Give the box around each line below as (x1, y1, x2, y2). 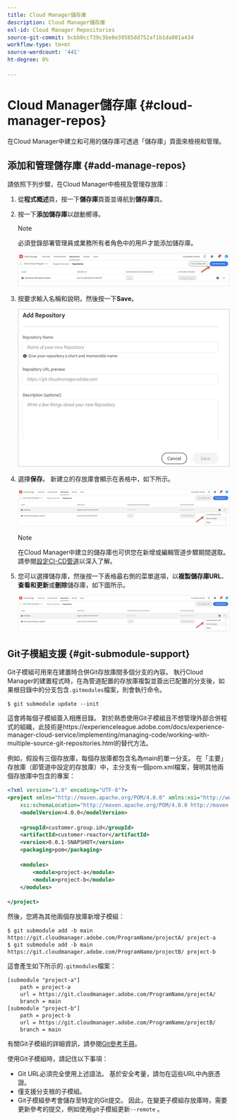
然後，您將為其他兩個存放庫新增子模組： (7, 912, 125, 921)
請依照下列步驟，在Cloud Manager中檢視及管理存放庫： (7, 180, 170, 188)
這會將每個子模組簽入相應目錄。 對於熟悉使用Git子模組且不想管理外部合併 (7, 714, 221, 723)
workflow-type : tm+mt (7, 41, 71, 49)
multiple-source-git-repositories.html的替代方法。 (7, 739, 152, 747)
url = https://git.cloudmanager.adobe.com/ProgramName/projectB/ (20, 1019, 217, 1027)
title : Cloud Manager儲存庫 (7, 11, 87, 18)
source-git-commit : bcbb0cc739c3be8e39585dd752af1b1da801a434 (7, 34, 194, 41)
